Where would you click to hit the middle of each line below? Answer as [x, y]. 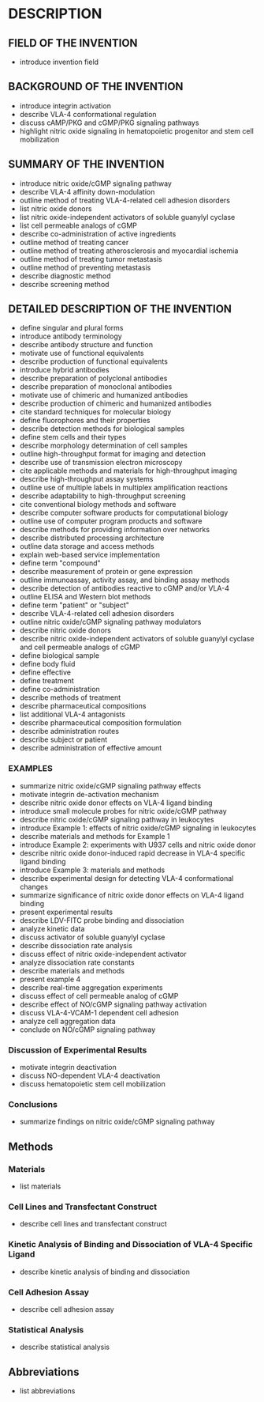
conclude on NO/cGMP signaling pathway [87, 1030]
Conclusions [33, 1104]
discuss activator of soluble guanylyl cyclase [92, 937]
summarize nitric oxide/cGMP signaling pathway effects [110, 786]
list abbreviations [47, 1391]
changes [34, 886]
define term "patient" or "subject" [74, 605]
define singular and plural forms [71, 328]
